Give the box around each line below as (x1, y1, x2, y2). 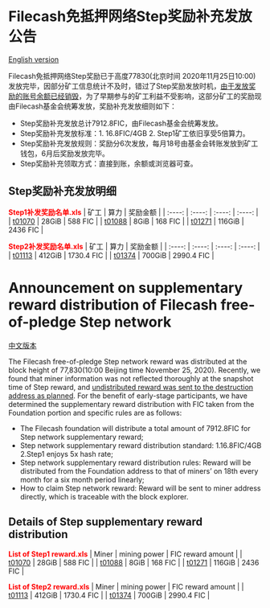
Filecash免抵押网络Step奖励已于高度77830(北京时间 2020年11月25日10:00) (8, 71, 256, 80)
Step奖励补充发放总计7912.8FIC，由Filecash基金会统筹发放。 (19, 118, 223, 128)
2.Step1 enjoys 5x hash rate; (19, 449, 114, 458)
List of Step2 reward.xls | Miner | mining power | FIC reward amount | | (8, 581, 244, 591)
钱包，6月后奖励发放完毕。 (19, 148, 110, 158)
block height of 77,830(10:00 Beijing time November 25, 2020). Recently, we (8, 365, 261, 375)
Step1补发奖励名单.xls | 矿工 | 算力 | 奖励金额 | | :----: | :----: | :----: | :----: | (8, 207, 259, 217)
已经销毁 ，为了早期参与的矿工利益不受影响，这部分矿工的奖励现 (50, 91, 262, 101)
